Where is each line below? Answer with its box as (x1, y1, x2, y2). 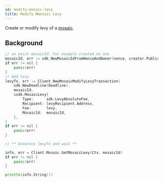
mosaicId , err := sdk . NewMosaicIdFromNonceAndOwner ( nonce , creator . (5, 56, 147, 61)
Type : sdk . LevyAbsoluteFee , (22, 97, 90, 102)
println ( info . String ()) (5, 172, 53, 177)
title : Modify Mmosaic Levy (5, 12, 62, 16)
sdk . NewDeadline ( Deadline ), (14, 83, 70, 88)
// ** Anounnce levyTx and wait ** (5, 141, 77, 146)
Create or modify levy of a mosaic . (5, 25, 74, 30)
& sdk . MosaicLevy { (14, 92, 49, 97)
